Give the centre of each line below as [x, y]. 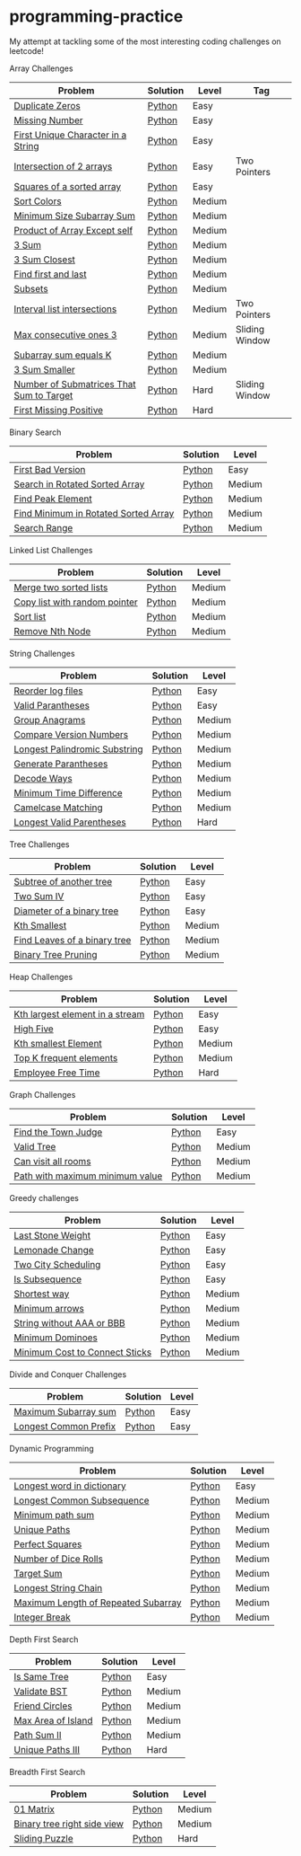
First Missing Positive [59, 410]
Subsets [31, 288]
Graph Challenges [43, 1094]
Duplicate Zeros [47, 105]
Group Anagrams [50, 720]
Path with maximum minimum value [88, 1176]
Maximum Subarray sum [65, 1411]
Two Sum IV [39, 896]
